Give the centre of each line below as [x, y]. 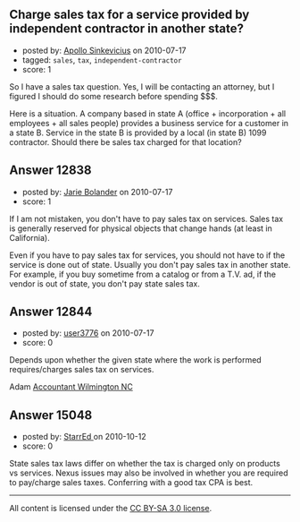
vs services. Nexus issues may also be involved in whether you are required [149, 473]
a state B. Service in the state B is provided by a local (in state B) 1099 [138, 133]
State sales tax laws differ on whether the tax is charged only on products [145, 464]
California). [30, 237]
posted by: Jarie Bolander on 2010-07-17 [97, 192]
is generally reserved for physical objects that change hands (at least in [141, 228]
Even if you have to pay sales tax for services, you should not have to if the [147, 255]
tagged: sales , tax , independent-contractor [102, 60]
